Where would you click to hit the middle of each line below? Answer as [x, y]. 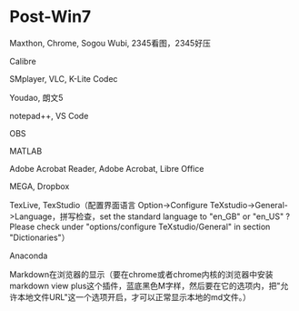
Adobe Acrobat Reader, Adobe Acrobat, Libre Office [107, 168]
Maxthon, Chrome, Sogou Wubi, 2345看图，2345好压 [110, 43]
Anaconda [29, 256]
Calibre [23, 61]
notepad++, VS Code [49, 115]
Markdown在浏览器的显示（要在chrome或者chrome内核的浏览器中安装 [142, 274]
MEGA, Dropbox [40, 186]
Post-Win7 [50, 17]
